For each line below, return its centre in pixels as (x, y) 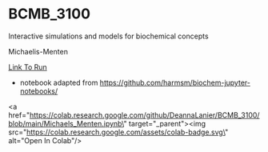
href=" (19, 115)
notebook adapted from (59, 82)
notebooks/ (39, 91)
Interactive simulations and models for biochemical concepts (109, 36)
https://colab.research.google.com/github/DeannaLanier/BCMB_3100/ (144, 115)
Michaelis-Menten (38, 51)
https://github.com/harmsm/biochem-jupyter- (175, 82)
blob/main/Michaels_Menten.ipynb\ (66, 123)
